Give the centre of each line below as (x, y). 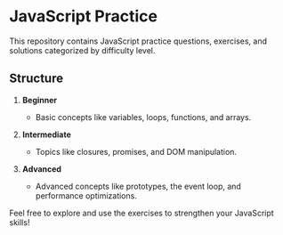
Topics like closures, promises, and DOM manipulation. (136, 151)
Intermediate (46, 134)
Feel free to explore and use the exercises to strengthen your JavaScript (141, 213)
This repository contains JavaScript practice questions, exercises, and (138, 41)
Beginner (40, 100)
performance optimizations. (86, 195)
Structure (36, 79)
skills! (20, 222)
